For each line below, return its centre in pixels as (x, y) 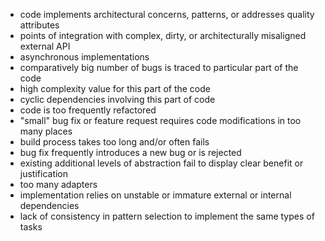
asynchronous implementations (84, 57)
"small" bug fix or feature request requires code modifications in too (160, 120)
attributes (39, 25)
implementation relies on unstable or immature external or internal (155, 195)
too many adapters (58, 184)
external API (45, 46)
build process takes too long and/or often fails (114, 142)
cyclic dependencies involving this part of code (117, 99)
